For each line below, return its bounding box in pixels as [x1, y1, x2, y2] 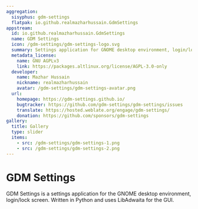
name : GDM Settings [11, 36, 60, 42]
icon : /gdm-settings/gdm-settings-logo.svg [11, 42, 120, 48]
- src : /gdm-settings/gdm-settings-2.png [16, 145, 120, 151]
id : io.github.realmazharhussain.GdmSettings [11, 31, 126, 37]
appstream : [6, 25, 33, 31]
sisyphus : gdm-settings [11, 14, 70, 20]
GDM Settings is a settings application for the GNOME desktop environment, [6, 190, 192, 197]
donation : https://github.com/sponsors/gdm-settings [16, 112, 149, 118]
